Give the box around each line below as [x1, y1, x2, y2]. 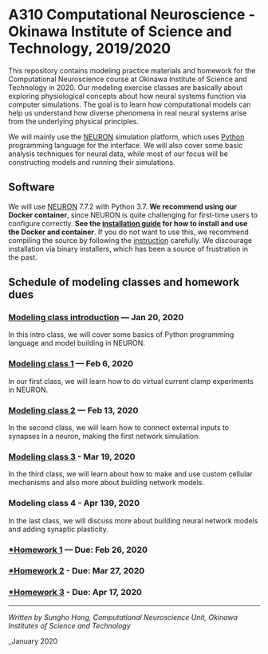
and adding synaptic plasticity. [8, 524, 109, 534]
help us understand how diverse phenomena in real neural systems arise [8, 108, 247, 117]
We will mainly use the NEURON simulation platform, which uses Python [8, 131, 245, 141]
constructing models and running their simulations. [8, 157, 175, 166]
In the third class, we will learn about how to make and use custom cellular [8, 469, 253, 479]
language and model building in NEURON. [8, 339, 145, 348]
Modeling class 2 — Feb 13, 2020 [8, 405, 139, 416]
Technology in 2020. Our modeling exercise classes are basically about [8, 82, 243, 92]
